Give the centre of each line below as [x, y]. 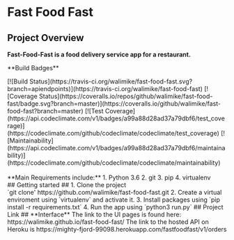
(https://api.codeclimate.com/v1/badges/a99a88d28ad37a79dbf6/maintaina [116, 148]
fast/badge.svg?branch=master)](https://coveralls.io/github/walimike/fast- [114, 104]
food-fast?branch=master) [45, 111]
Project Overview [46, 38]
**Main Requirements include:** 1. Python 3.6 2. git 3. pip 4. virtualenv [109, 177]
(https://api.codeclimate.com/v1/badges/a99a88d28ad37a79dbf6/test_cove [116, 118]
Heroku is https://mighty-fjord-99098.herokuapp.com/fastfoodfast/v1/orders [117, 229]
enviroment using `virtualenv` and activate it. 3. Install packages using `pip [114, 200]
